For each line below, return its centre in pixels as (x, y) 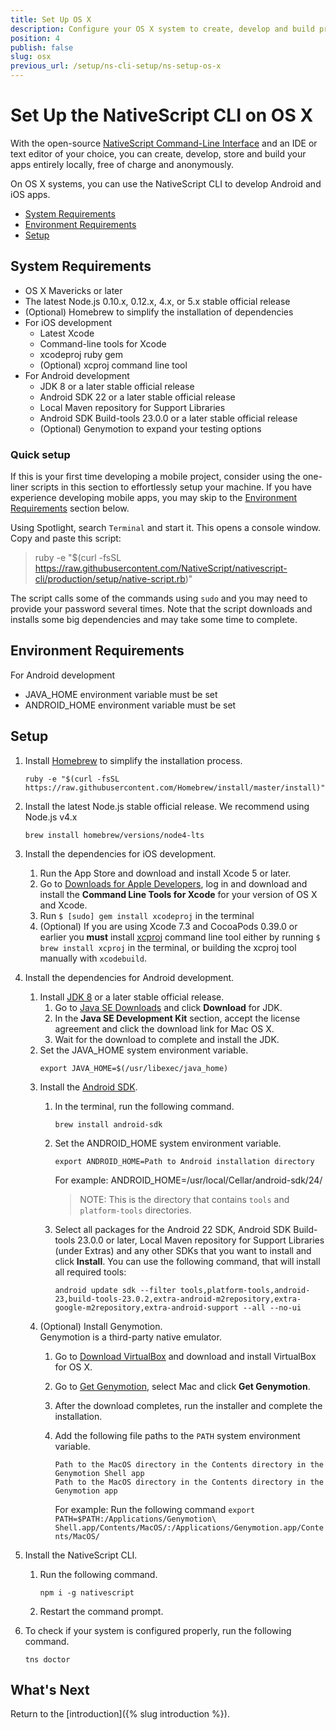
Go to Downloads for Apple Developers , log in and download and (173, 883)
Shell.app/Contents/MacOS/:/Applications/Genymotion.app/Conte (189, 1527)
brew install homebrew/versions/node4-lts (114, 835)
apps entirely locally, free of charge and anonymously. (122, 164)
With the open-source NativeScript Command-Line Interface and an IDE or (164, 143)
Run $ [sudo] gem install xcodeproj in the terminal (147, 915)
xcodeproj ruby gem (81, 354)
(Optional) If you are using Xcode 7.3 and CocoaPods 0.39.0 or (168, 926)
